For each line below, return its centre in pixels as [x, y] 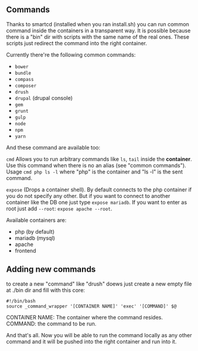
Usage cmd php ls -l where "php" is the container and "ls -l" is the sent [95, 172]
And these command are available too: [53, 147]
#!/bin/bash [21, 301]
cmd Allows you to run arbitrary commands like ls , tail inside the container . [99, 159]
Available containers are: [36, 220]
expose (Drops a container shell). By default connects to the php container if [99, 190]
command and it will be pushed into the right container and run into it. [92, 341]
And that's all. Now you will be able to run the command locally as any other [99, 335]
